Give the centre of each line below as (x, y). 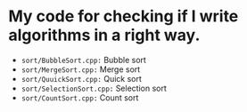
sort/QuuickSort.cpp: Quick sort (81, 78)
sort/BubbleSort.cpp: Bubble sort (83, 60)
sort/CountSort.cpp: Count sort (80, 97)
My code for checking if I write (123, 16)
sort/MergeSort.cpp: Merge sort (81, 69)
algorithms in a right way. (104, 35)
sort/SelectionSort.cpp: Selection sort (94, 88)
